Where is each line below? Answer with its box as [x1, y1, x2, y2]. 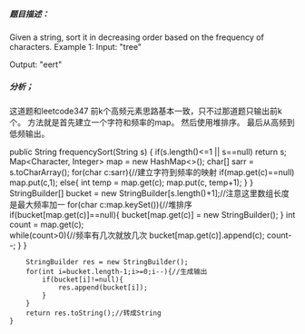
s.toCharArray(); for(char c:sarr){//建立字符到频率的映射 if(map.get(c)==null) [9, 166, 295, 177]
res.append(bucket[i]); [57, 282, 148, 292]
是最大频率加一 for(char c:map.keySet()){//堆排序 [9, 199, 192, 210]
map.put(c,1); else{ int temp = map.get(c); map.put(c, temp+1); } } [9, 177, 254, 188]
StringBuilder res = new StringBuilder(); [25, 257, 189, 267]
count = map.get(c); [9, 219, 84, 230]
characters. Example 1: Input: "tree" [9, 41, 143, 52]
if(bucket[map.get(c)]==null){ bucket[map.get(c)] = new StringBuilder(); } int [9, 209, 296, 220]
